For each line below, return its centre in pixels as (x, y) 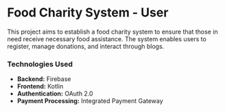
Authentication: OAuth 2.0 (55, 93)
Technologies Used (40, 64)
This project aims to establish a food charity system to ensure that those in (113, 32)
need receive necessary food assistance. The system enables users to (107, 38)
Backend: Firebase (44, 79)
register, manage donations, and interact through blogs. (86, 46)
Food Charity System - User (88, 13)
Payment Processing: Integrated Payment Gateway (90, 101)
